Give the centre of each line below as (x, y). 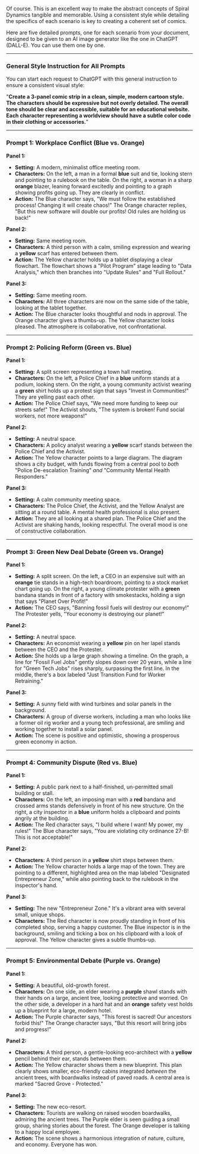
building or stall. (34, 793)
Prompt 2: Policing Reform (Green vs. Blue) (69, 347)
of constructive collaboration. (51, 531)
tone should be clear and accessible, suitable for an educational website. (98, 110)
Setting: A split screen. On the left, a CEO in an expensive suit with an (100, 576)
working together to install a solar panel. (64, 729)
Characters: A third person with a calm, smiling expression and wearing (102, 247)
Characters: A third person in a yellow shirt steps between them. (94, 860)
